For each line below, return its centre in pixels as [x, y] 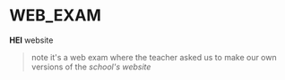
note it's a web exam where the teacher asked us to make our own [154, 57]
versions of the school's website [91, 67]
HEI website [31, 40]
